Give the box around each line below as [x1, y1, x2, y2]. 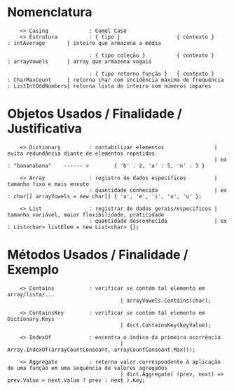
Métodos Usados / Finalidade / [7, 247, 188, 263]
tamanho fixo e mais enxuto [7, 180, 90, 188]
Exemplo [7, 262, 60, 277]
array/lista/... [7, 291, 55, 298]
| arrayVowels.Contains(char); [120, 297, 212, 304]
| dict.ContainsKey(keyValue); [120, 322, 212, 329]
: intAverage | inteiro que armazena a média [7, 39, 161, 46]
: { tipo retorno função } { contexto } [88, 70, 215, 77]
